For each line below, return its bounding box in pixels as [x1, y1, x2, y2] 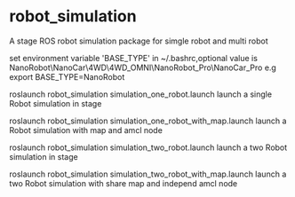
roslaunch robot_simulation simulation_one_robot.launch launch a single [9, 89, 273, 99]
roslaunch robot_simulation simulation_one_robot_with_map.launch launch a [9, 115, 287, 126]
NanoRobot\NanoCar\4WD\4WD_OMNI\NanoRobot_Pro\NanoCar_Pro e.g [9, 62, 277, 73]
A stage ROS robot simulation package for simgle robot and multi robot [9, 35, 268, 46]
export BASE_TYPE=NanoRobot [9, 71, 125, 82]
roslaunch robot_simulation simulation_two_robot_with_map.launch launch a [9, 169, 287, 179]
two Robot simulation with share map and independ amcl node [9, 177, 238, 188]
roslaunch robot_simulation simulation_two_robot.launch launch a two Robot [9, 142, 288, 153]
